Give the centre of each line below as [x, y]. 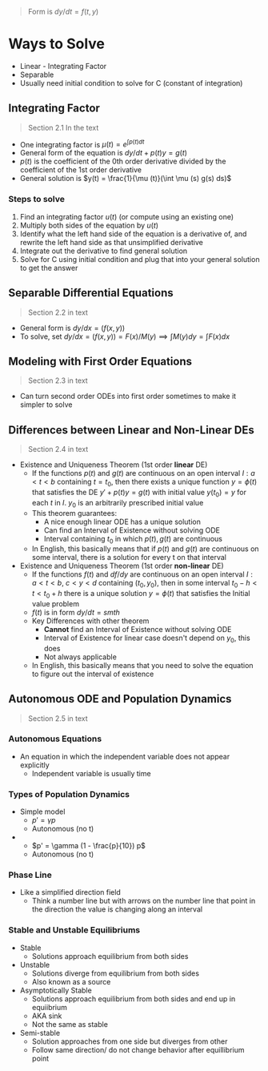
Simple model [42, 811]
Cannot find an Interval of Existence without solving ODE [138, 629]
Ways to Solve [57, 44]
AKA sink [47, 1016]
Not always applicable [80, 657]
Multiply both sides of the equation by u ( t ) [89, 225]
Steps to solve [37, 199]
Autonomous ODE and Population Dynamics [120, 699]
